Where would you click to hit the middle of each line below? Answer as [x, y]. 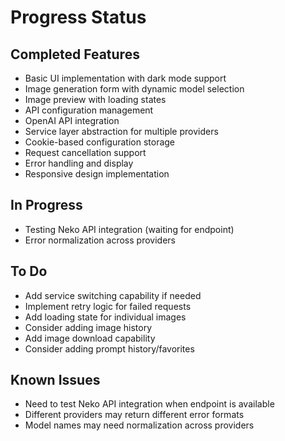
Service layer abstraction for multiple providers [121, 131]
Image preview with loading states [95, 99]
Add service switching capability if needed [113, 295]
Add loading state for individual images [105, 317]
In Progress [46, 205]
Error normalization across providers [100, 240]
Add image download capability [90, 338]
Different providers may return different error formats [134, 415]
